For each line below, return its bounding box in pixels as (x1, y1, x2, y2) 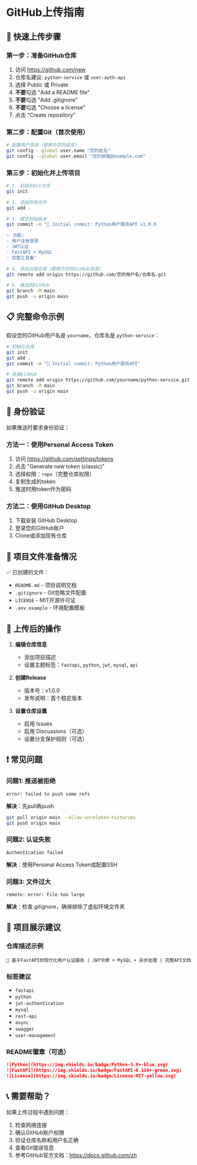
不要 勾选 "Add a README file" (14, 88, 90, 96)
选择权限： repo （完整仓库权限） (14, 470, 95, 478)
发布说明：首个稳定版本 (23, 694, 83, 701)
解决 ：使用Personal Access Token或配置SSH (6, 861, 117, 868)
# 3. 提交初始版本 (6, 216, 47, 222)
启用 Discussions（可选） (23, 727, 87, 735)
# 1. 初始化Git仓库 (6, 183, 51, 189)
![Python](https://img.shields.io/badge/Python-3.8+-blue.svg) (6, 1062, 169, 1068)
